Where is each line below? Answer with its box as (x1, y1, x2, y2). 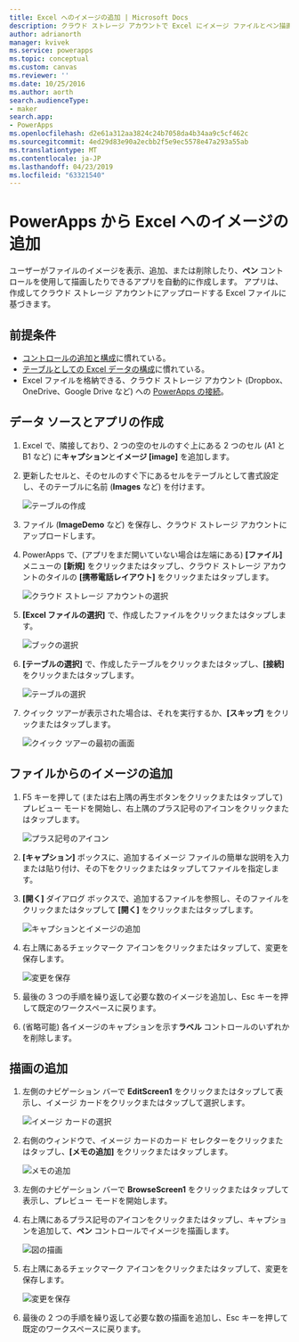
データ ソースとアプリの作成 (9, 415, 164, 430)
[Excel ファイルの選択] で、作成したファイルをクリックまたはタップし (21, 609, 279, 620)
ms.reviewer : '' (9, 71, 69, 80)
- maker (9, 104, 38, 113)
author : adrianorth (9, 29, 82, 38)
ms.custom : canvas (9, 63, 77, 72)
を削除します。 (21, 1032, 77, 1043)
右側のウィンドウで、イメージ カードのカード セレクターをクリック (21, 1135, 269, 1146)
